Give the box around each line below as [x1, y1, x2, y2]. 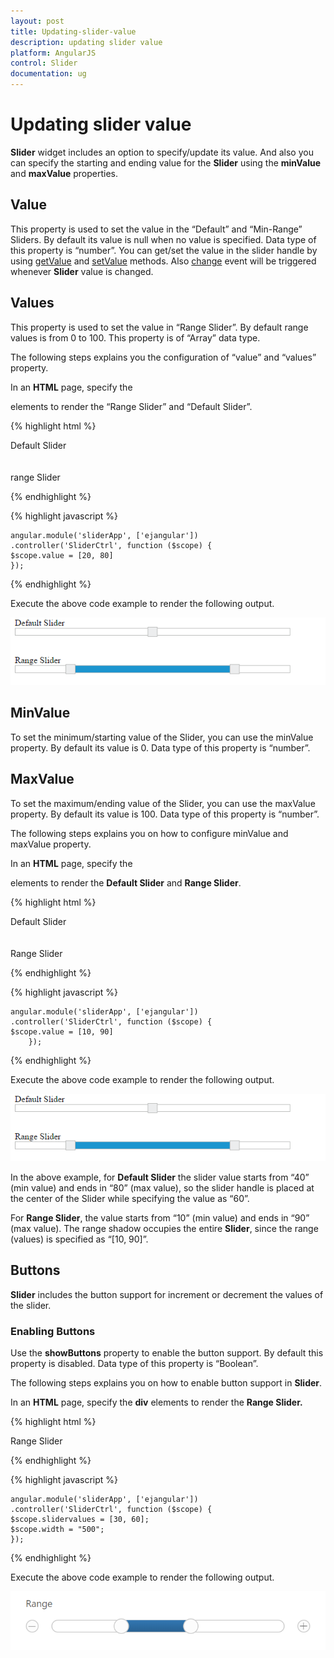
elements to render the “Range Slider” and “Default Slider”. [10, 400, 253, 412]
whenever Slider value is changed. [10, 265, 154, 277]
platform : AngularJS [10, 48, 97, 58]
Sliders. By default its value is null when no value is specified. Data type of [10, 233, 317, 245]
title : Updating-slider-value [10, 26, 137, 37]
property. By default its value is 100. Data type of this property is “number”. [10, 808, 320, 820]
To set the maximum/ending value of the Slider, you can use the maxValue [10, 797, 316, 809]
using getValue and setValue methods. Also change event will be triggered [10, 255, 317, 267]
